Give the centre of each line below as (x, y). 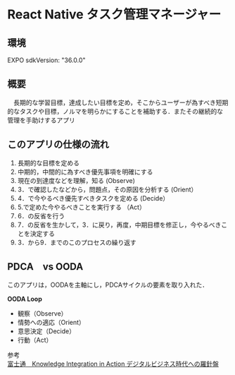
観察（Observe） (42, 314)
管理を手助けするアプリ (41, 120)
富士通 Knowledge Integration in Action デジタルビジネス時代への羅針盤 (113, 364)
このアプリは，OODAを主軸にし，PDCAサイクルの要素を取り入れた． (108, 285)
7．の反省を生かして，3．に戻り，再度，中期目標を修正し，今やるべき (119, 225)
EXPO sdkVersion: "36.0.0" (46, 60)
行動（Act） (35, 340)
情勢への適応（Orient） (51, 323)
